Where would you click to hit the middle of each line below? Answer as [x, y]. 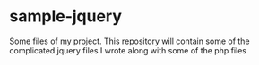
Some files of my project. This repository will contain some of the [129, 41]
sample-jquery [66, 16]
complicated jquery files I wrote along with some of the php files [128, 50]
